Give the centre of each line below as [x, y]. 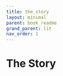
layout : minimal [26, 17]
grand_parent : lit [29, 28]
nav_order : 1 [22, 34]
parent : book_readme [32, 23]
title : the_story [28, 12]
